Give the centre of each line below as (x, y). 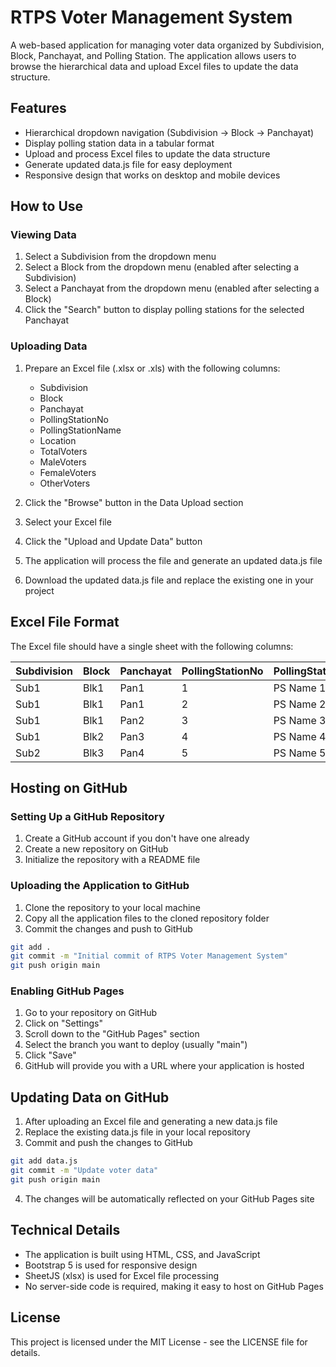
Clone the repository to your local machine (112, 907)
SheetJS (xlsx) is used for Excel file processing (122, 1275)
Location (58, 440)
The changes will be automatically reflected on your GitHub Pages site (169, 1198)
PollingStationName (80, 430)
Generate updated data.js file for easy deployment (128, 164)
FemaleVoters (68, 472)
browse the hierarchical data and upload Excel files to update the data (154, 66)
